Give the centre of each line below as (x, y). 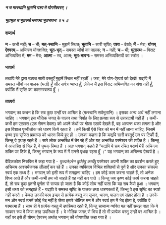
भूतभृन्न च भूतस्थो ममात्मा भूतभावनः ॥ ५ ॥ (37, 20)
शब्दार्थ (10, 33)
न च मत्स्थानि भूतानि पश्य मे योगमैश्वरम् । (36, 7)
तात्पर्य (10, 101)
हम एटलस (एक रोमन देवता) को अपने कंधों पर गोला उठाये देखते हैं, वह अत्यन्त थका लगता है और (87, 124)
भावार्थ (10, 67)
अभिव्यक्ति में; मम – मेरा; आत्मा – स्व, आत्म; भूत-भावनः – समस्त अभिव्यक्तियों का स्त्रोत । (74, 56)
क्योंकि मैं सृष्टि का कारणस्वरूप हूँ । (32, 90)
